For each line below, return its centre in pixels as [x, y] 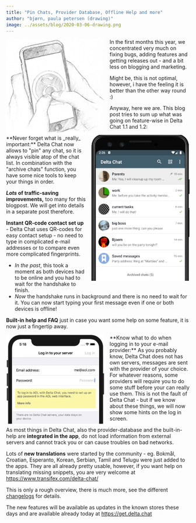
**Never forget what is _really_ [43, 138]
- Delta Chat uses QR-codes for [44, 229]
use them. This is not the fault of [149, 394]
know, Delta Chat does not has [146, 356]
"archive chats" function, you [41, 169]
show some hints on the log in [146, 412]
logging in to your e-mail [139, 344]
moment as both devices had [49, 271]
